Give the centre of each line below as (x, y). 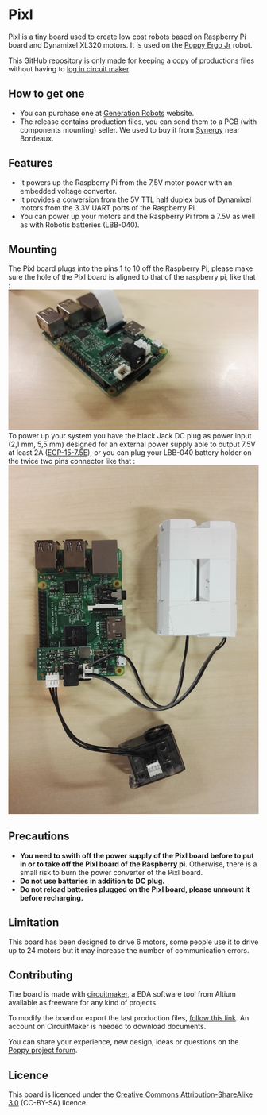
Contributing (41, 976)
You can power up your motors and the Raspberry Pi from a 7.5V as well (137, 216)
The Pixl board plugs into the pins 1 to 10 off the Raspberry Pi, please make (131, 268)
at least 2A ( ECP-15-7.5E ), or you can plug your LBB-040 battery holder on (130, 452)
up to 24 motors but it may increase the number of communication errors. (129, 950)
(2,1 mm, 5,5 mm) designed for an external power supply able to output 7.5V (132, 444)
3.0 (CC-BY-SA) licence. (48, 1103)
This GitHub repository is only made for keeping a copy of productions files (132, 60)
